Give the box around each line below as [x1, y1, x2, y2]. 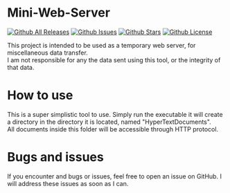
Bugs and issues [7, 149, 104, 165]
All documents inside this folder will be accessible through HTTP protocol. [7, 125, 219, 133]
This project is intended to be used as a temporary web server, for [7, 41, 196, 49]
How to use [7, 88, 73, 103]
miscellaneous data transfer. [7, 48, 88, 57]
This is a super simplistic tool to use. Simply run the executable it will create [7, 110, 223, 118]
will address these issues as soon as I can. [7, 179, 129, 187]
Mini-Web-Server [7, 5, 111, 21]
